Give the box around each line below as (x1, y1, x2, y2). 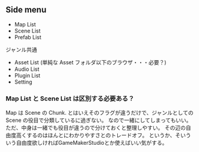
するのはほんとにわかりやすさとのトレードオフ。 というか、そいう (26, 132, 191, 139)
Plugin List (14, 71, 40, 79)
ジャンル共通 (5, 46, 37, 53)
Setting (14, 78, 32, 85)
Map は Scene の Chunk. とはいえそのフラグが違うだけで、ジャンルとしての (5, 109, 194, 117)
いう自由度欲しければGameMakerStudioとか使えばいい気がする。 (5, 139, 168, 147)
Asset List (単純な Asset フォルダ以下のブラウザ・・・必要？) (14, 58, 167, 65)
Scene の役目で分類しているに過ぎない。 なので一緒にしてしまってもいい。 (5, 117, 192, 124)
